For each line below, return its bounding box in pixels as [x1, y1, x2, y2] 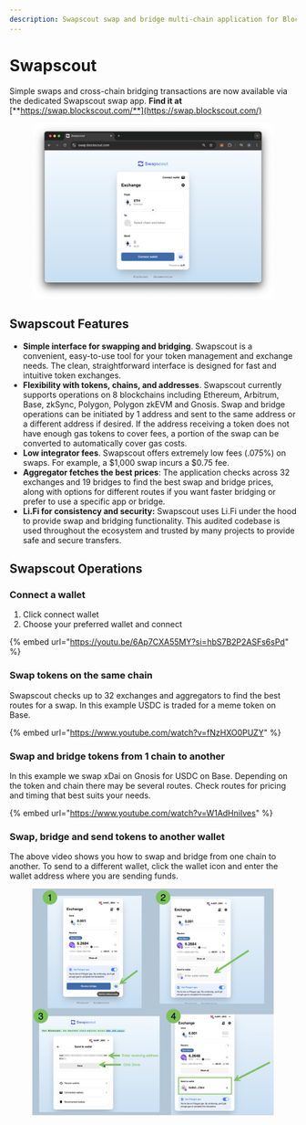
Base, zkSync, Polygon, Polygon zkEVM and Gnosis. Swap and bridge [22, 398, 285, 410]
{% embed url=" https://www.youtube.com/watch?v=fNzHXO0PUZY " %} [9, 727, 281, 738]
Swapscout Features [9, 316, 129, 332]
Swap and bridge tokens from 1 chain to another [9, 750, 226, 762]
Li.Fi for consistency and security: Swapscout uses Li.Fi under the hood [22, 505, 297, 516]
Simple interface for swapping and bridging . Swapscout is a [22, 341, 253, 352]
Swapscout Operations [9, 562, 143, 576]
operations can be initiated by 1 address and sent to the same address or [22, 408, 296, 419]
